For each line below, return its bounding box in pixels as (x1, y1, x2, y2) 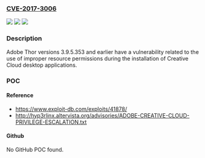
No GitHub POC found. (6, 146, 64, 153)
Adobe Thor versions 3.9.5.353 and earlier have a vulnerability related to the (6, 48, 199, 56)
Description (6, 34, 42, 43)
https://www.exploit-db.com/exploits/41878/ (15, 105, 128, 113)
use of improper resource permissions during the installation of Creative (6, 55, 189, 62)
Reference (6, 92, 34, 99)
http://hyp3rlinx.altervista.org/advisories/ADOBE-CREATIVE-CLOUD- (15, 111, 190, 119)
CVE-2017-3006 (6, 4, 57, 13)
